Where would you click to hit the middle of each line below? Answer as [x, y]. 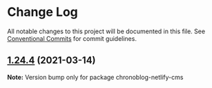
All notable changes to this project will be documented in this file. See [106, 31]
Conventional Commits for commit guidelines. [72, 38]
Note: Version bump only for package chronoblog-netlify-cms [95, 77]
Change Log [42, 12]
